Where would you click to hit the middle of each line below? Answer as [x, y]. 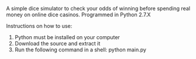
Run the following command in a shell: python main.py [80, 50]
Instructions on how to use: [39, 26]
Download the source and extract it [57, 44]
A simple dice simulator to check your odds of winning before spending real [98, 8]
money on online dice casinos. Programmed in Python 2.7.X [79, 15]
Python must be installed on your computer [67, 37]
